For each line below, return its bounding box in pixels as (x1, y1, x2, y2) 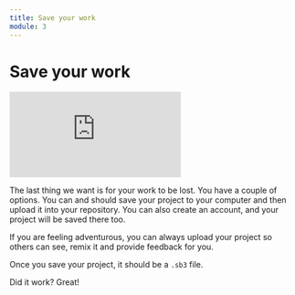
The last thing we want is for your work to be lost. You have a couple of (9, 184, 278, 196)
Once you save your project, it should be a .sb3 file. (9, 259, 204, 270)
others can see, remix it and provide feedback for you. (9, 241, 215, 252)
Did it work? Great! (9, 277, 80, 288)
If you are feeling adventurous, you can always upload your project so (9, 232, 272, 243)
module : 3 (9, 22, 47, 31)
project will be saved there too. (9, 214, 126, 225)
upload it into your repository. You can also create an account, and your (9, 205, 279, 216)
